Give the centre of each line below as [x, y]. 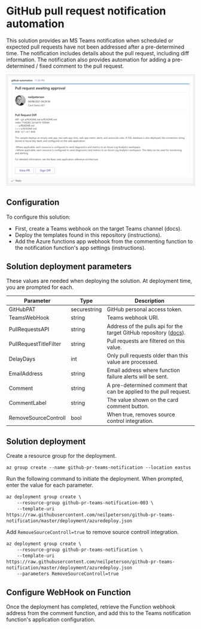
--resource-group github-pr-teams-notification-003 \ [85, 503]
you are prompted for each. [40, 287]
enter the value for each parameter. [50, 485]
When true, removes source [141, 415]
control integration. [130, 421]
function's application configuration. [51, 619]
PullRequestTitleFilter [35, 344]
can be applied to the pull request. [149, 391]
